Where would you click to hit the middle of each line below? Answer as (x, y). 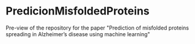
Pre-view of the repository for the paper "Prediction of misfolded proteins (97, 28)
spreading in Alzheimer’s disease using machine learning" (78, 34)
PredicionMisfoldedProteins (78, 11)
